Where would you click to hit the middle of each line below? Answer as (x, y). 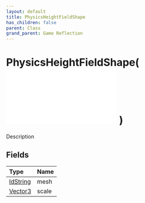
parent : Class (24, 28)
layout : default (26, 11)
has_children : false (32, 22)
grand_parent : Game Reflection (45, 34)
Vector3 (20, 191)
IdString (20, 181)
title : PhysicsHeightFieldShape (46, 17)
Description (20, 137)
